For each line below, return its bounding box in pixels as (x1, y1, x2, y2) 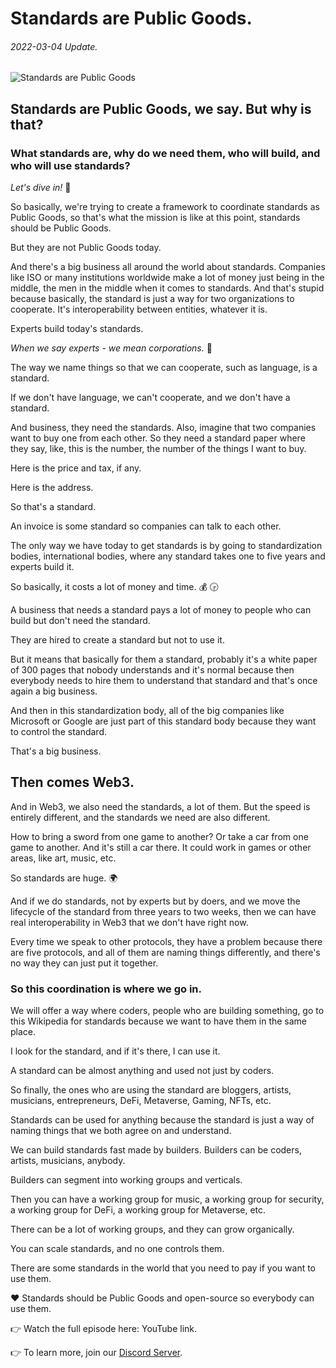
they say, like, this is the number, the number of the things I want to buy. (10, 443, 307, 455)
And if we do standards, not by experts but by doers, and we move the (10, 895, 301, 907)
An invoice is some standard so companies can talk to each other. (10, 520, 282, 532)
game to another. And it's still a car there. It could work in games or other (10, 841, 312, 853)
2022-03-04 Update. (10, 40, 98, 52)
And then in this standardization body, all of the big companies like (10, 705, 285, 717)
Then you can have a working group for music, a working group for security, (10, 1193, 325, 1206)
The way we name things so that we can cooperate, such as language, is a (10, 362, 318, 374)
